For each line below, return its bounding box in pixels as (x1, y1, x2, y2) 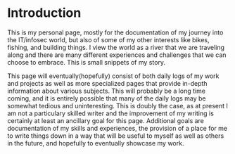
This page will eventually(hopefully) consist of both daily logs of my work (7, 72, 220, 80)
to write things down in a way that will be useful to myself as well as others (7, 131, 224, 140)
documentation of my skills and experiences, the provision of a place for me (7, 124, 227, 132)
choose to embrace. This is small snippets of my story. (7, 58, 166, 66)
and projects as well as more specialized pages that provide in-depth (7, 79, 208, 87)
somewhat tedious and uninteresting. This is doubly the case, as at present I (7, 101, 229, 110)
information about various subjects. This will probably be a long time (7, 86, 206, 95)
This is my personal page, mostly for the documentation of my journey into (7, 28, 224, 37)
